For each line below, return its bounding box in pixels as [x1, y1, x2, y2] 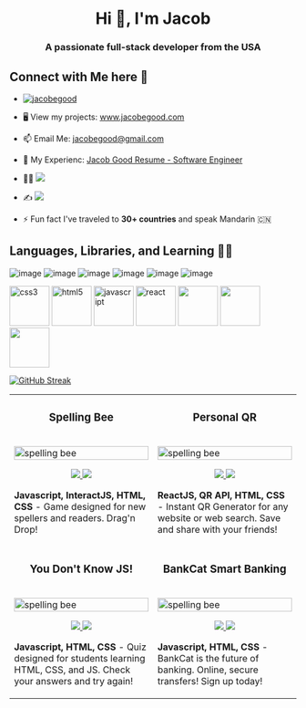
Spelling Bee [48, 410, 114, 424]
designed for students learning [14, 651, 146, 664]
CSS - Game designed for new [14, 500, 147, 513]
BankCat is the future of [158, 651, 260, 664]
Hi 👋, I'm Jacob [95, 8, 211, 29]
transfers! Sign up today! [158, 674, 263, 687]
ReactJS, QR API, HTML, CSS [158, 488, 285, 501]
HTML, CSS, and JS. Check [14, 663, 131, 676]
